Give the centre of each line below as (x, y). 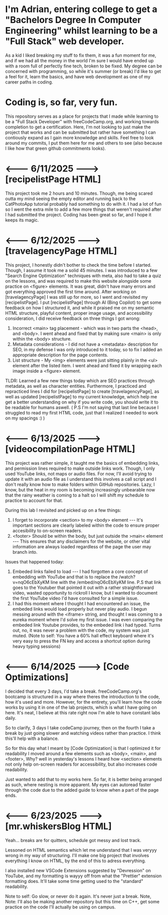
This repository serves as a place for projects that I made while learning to (82, 116)
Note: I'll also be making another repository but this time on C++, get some (82, 901)
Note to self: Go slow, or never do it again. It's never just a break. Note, (78, 896)
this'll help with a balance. (32, 738)
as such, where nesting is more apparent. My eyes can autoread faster (78, 784)
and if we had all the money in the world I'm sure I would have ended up (79, 60)
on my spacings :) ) (25, 418)
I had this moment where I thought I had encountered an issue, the (81, 603)
